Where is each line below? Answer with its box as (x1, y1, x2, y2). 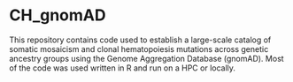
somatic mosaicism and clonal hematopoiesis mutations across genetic (9, 43, 269, 54)
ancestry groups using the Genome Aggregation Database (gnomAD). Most (9, 53, 285, 63)
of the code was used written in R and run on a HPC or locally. (9, 63, 236, 73)
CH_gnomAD (9, 5, 106, 26)
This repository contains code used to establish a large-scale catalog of (9, 34, 272, 45)
